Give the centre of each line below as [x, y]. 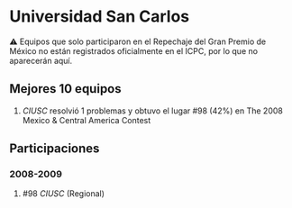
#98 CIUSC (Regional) [64, 194]
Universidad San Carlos [100, 17]
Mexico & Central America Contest [87, 120]
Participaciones [55, 149]
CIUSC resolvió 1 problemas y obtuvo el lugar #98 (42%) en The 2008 [153, 111]
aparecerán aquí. [41, 60]
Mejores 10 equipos [65, 89]
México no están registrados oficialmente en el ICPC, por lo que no [134, 50]
